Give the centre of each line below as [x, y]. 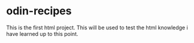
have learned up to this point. [42, 33]
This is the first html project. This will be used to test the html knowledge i [97, 27]
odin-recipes [39, 11]
